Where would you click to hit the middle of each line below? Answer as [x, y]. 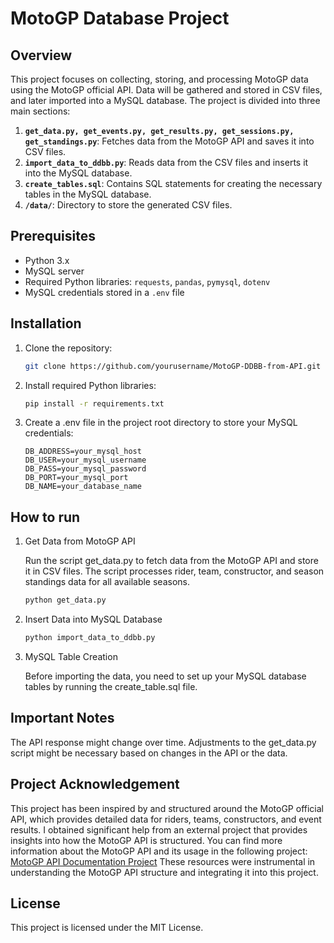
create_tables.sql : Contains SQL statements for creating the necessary [173, 183]
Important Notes [62, 718]
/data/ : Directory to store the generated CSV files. [128, 205]
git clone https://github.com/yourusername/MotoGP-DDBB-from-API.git [173, 366]
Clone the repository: [68, 348]
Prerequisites [53, 236]
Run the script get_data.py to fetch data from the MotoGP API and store [171, 561]
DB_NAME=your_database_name [83, 487]
